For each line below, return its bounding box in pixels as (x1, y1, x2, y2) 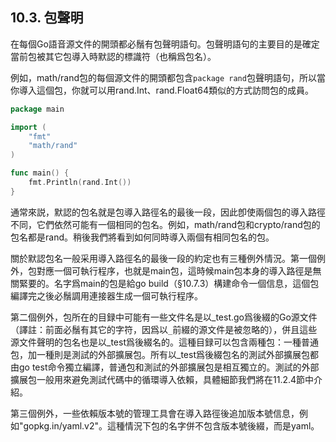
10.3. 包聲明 (10, 9, 84, 27)
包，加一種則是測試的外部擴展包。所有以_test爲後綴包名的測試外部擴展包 (10, 348, 310, 360)
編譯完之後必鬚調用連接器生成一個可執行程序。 (10, 289, 203, 302)
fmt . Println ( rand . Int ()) (28, 178, 132, 188)
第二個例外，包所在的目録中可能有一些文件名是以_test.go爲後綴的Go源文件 (10, 311, 318, 323)
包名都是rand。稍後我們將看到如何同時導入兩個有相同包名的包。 (10, 231, 275, 243)
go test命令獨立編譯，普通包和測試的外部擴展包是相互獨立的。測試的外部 (18, 361, 320, 373)
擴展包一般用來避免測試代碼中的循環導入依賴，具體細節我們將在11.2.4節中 (10, 373, 315, 385)
